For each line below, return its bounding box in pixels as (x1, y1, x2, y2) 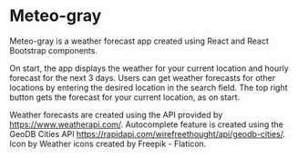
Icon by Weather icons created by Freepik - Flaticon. (9, 138, 207, 149)
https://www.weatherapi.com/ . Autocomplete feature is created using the (9, 119, 284, 130)
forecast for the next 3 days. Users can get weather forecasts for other (9, 72, 276, 83)
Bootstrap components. (9, 44, 98, 55)
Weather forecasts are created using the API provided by (9, 109, 223, 120)
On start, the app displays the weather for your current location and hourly (9, 63, 289, 74)
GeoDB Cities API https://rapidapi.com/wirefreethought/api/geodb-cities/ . (9, 128, 285, 139)
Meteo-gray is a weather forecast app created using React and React (9, 35, 269, 46)
